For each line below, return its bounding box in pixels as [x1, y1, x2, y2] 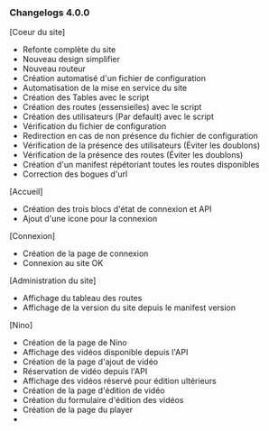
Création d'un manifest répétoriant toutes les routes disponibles [22, 160, 260, 170]
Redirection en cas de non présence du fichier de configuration [22, 131, 259, 142]
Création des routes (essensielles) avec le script [22, 102, 202, 113]
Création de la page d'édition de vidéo [22, 385, 165, 396]
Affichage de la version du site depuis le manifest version [22, 302, 237, 313]
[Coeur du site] [9, 27, 66, 38]
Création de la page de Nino [22, 337, 128, 348]
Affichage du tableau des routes [22, 293, 143, 304]
